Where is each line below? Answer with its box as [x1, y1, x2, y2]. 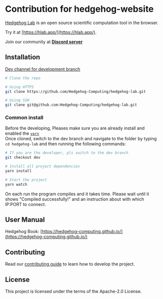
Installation [5, 53, 40, 61]
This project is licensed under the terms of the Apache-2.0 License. [5, 289, 142, 295]
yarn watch [5, 182, 27, 187]
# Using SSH [5, 98, 29, 103]
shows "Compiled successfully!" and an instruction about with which [5, 196, 144, 202]
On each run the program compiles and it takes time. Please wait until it [5, 191, 149, 197]
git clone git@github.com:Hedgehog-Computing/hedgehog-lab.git [5, 102, 137, 108]
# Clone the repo [5, 75, 41, 81]
